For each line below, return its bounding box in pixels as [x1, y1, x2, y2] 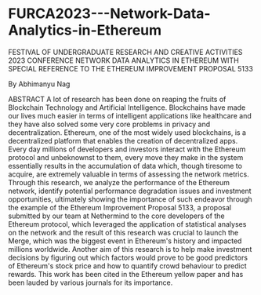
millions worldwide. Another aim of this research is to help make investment [8, 244, 252, 253]
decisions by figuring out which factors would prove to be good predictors [8, 253, 248, 262]
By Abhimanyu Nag [8, 79, 71, 89]
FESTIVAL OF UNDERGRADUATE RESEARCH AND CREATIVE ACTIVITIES [8, 47, 243, 56]
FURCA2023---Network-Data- [8, 5, 211, 23]
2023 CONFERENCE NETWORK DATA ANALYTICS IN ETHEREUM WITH [8, 56, 239, 65]
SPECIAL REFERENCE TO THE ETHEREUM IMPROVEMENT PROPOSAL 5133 [8, 64, 253, 73]
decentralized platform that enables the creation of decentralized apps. [8, 136, 238, 145]
